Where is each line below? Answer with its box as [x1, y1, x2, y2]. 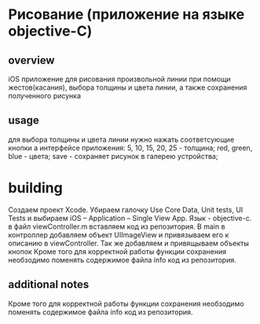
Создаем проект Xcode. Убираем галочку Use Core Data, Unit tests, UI [8, 204, 244, 214]
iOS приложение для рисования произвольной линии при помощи [8, 75, 231, 83]
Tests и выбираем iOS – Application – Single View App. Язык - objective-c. [8, 213, 252, 223]
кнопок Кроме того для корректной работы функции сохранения [8, 246, 227, 256]
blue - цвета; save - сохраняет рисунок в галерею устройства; [8, 151, 218, 160]
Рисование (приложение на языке [8, 6, 245, 24]
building [8, 179, 63, 197]
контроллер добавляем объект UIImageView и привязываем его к [8, 230, 229, 239]
